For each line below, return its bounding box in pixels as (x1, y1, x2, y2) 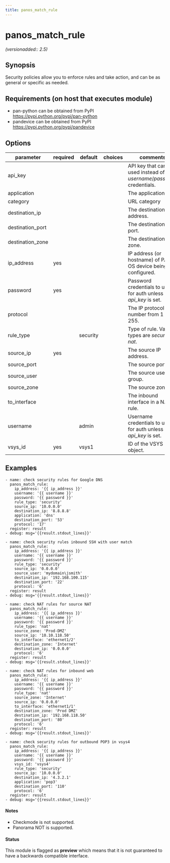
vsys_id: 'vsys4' (14, 761, 51, 767)
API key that (127, 162, 157, 169)
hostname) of (127, 256, 160, 263)
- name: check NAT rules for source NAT (5, 602, 92, 607)
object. (127, 447, 144, 453)
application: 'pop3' (14, 779, 58, 784)
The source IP (127, 346, 161, 353)
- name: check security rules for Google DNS (5, 477, 103, 482)
